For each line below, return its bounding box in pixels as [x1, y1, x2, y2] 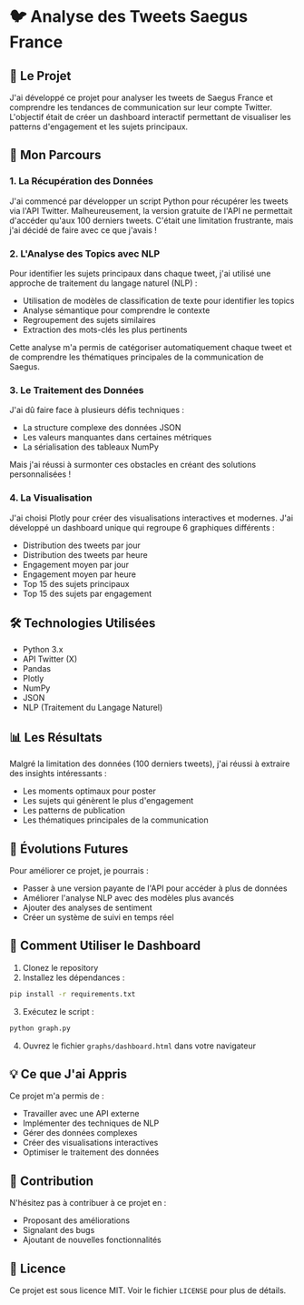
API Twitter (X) [22, 653, 78, 664]
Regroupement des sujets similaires [22, 314, 156, 325]
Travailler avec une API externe [22, 1108, 140, 1119]
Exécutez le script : [22, 1006, 94, 1017]
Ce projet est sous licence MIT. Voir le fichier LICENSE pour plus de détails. [9, 1285, 287, 1296]
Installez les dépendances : [22, 972, 125, 983]
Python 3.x [22, 644, 64, 655]
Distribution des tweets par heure [22, 549, 148, 560]
